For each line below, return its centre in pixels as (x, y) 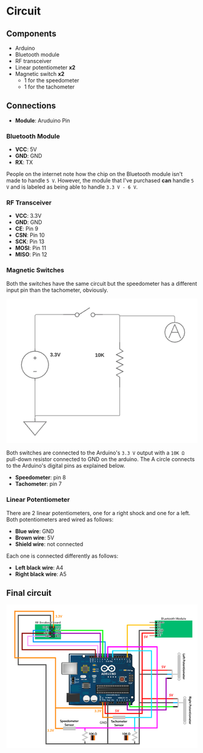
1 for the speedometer (52, 80)
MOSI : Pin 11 (31, 248)
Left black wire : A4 (39, 567)
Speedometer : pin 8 (40, 478)
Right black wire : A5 (41, 574)
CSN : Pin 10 (30, 235)
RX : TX (24, 163)
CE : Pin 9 (26, 229)
